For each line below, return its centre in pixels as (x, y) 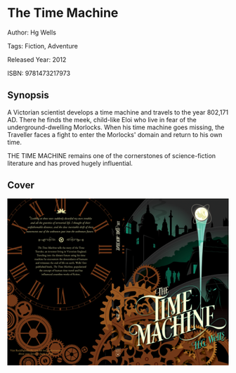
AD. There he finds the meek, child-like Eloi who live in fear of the (102, 119)
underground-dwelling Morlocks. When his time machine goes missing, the (116, 127)
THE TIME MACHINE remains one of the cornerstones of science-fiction (112, 155)
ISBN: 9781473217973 (39, 73)
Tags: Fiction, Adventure (43, 46)
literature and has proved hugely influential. (70, 163)
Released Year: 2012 (37, 59)
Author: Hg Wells (32, 32)
